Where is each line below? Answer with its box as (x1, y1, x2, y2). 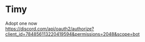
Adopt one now (5, 20, 38, 26)
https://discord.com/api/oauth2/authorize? (5, 25, 94, 31)
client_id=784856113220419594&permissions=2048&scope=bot (5, 31, 140, 37)
